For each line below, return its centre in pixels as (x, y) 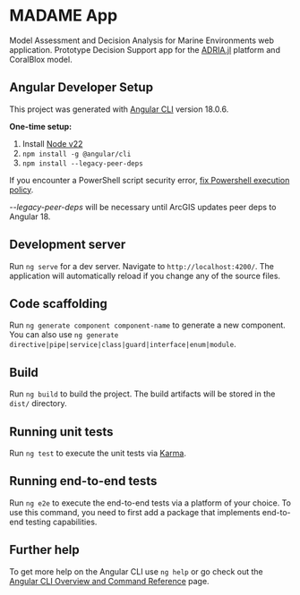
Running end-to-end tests (83, 481)
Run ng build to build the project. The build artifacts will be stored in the (142, 394)
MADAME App (64, 16)
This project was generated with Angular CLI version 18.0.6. (119, 109)
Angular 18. (30, 217)
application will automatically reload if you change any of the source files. (145, 276)
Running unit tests (61, 432)
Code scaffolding (58, 304)
